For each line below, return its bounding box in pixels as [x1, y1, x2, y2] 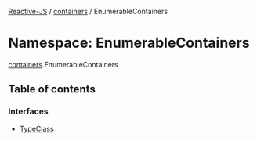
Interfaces [8, 106, 49, 117]
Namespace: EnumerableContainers [8, 34, 250, 52]
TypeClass [19, 124, 54, 133]
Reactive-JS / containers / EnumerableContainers [8, 7, 168, 16]
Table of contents [8, 82, 96, 96]
